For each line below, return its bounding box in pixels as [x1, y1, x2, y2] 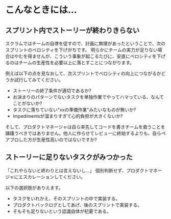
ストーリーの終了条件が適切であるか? [12, 88, 91, 94]
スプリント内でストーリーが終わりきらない [5, 26, 139, 35]
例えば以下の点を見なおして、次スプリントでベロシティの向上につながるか [5, 70, 162, 76]
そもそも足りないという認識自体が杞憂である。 [12, 208, 111, 214]
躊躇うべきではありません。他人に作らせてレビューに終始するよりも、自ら [5, 130, 162, 136]
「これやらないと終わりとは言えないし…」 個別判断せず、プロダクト [5, 167, 149, 173]
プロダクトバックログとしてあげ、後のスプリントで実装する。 [12, 202, 142, 208]
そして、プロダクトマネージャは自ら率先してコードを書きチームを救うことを [5, 124, 166, 130]
